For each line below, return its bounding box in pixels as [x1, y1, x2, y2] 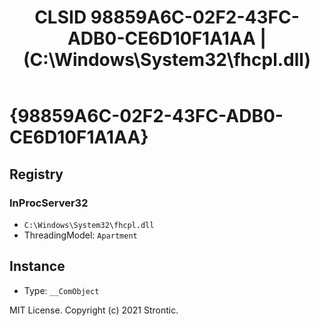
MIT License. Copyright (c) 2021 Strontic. [9, 304, 179, 316]
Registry [9, 166, 64, 183]
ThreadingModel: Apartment [23, 229, 138, 241]
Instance [9, 258, 66, 275]
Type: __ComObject [23, 284, 100, 296]
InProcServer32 [9, 196, 89, 210]
